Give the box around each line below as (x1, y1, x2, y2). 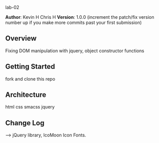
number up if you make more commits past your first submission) (5, 20, 142, 25)
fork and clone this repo (5, 76, 55, 82)
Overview (5, 34, 37, 43)
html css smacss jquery (5, 104, 55, 110)
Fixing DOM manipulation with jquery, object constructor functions (5, 48, 145, 54)
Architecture (5, 91, 47, 99)
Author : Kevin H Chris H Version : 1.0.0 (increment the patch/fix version (5, 14, 154, 20)
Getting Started (5, 62, 55, 71)
